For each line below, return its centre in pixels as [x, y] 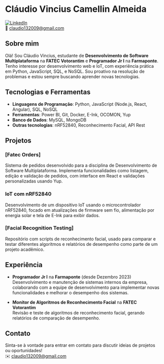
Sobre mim [22, 44]
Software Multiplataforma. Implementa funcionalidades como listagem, [77, 171]
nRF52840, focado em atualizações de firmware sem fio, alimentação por [80, 210]
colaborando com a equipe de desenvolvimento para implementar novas [86, 287]
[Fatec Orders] [23, 154]
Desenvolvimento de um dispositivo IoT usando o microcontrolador [73, 205]
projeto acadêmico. [25, 249]
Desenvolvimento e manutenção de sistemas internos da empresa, [80, 282]
